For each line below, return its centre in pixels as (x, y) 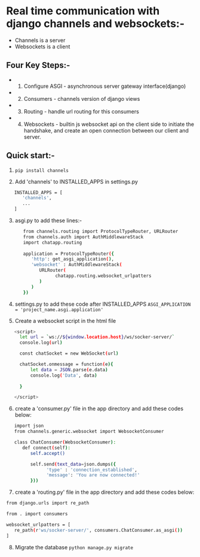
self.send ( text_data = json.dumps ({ (73, 464)
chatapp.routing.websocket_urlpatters (103, 276)
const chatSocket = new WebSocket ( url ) (69, 353)
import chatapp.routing (53, 242)
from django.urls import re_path (48, 503)
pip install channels (41, 170)
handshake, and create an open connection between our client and (106, 130)
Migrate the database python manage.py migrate (74, 547)
